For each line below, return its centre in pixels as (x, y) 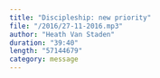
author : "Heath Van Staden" (62, 34)
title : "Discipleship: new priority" (80, 17)
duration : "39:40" (44, 43)
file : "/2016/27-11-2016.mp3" (66, 26)
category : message (44, 59)
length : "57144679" (46, 51)
